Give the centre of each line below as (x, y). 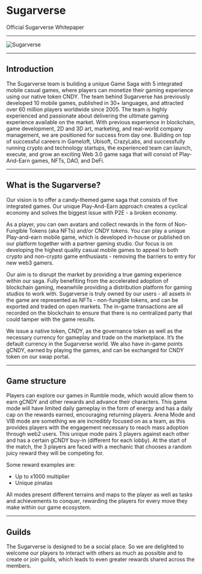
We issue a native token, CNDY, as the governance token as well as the (94, 331)
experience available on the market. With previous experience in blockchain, (101, 122)
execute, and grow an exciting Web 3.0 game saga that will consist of (92, 154)
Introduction (30, 69)
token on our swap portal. (38, 356)
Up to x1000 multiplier (42, 476)
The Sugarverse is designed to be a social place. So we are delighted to (95, 547)
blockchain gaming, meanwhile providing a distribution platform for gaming (99, 287)
